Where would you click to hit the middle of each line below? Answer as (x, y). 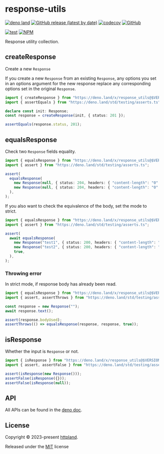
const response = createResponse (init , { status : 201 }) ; (65, 116)
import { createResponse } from (38, 97)
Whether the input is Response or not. (42, 352)
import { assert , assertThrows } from (44, 297)
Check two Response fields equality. (41, 151)
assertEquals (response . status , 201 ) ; (43, 124)
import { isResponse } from (34, 360)
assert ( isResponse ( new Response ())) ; (43, 374)
